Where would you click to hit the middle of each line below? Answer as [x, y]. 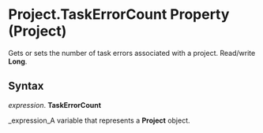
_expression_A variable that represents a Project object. [100, 120]
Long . [18, 61]
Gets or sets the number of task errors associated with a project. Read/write [132, 53]
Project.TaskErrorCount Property [119, 15]
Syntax [26, 86]
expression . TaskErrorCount [54, 105]
